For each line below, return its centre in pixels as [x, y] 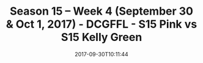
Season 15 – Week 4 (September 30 [102, 11]
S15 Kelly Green [102, 37]
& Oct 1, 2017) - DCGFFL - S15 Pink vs [102, 24]
